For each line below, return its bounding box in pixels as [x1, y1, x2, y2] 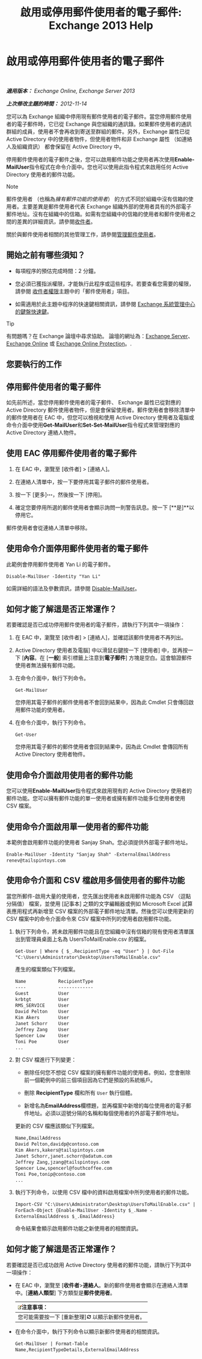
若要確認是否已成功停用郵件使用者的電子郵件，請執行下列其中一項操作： [6, 621, 185, 629]
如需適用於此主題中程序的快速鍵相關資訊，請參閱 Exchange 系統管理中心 [14, 300, 195, 307]
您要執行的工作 [6, 359, 62, 369]
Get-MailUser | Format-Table [14, 1340, 88, 1347]
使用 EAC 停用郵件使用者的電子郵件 [6, 448, 137, 459]
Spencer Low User [14, 1032, 69, 1038]
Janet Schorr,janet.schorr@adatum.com [14, 1153, 112, 1159]
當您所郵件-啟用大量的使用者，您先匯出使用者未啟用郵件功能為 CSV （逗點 [6, 893, 191, 900]
